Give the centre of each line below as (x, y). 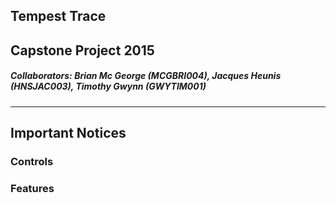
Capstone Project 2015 (82, 50)
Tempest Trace (58, 16)
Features (32, 188)
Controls (32, 162)
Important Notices (68, 133)
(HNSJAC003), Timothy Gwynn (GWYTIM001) (108, 86)
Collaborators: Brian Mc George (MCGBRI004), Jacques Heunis (146, 76)
